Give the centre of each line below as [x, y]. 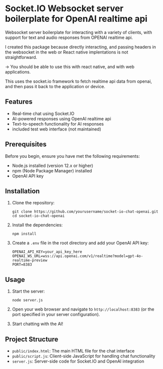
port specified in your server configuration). [56, 314]
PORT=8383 [22, 265]
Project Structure [32, 339]
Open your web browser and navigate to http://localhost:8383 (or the [83, 309]
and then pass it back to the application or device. [55, 86]
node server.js [27, 300]
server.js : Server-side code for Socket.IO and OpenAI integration [78, 361]
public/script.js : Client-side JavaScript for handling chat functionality [84, 356]
